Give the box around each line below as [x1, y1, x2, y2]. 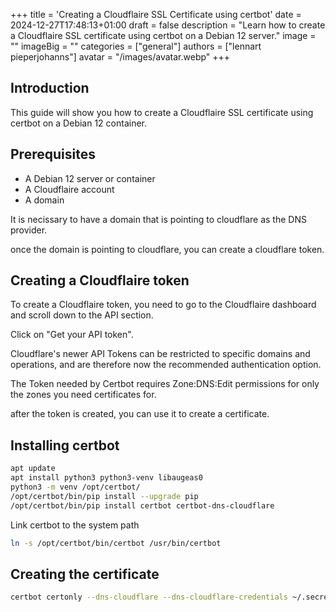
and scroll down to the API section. [10, 309, 154, 321]
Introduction [10, 80, 90, 97]
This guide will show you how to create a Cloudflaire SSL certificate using [10, 106, 314, 118]
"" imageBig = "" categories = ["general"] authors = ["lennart [10, 40, 262, 52]
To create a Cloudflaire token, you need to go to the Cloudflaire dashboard [10, 299, 317, 311]
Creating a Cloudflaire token [10, 272, 190, 289]
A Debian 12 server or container [24, 172, 156, 184]
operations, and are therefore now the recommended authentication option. [10, 359, 322, 371]
